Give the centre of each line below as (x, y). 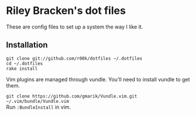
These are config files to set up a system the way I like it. (75, 27)
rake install (22, 69)
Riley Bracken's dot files (66, 11)
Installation (27, 45)
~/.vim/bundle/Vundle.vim (37, 101)
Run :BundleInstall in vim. (39, 107)
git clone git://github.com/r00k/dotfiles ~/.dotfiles (74, 58)
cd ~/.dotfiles (25, 63)
